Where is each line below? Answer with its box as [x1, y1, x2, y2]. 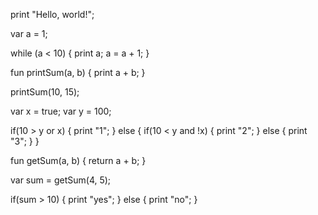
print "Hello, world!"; [10, 9, 95, 20]
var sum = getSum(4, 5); [10, 174, 112, 186]
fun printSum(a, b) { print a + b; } [10, 67, 146, 78]
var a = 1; [10, 28, 48, 39]
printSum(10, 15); [10, 86, 80, 98]
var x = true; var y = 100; [10, 105, 112, 117]
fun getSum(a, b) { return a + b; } [10, 155, 147, 166]
